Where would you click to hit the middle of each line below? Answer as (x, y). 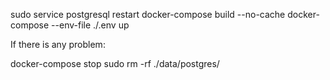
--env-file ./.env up (90, 25)
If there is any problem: (58, 44)
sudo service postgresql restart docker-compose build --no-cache (148, 14)
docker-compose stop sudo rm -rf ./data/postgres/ (115, 63)
